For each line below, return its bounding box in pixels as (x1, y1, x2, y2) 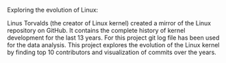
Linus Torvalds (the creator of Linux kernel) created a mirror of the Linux (7, 19, 211, 27)
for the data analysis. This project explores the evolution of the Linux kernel (7, 41, 220, 49)
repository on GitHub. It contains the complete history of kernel (7, 27, 186, 34)
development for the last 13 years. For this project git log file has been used (7, 34, 220, 42)
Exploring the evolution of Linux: (7, 6, 99, 14)
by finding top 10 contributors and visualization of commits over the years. (7, 48, 217, 56)
